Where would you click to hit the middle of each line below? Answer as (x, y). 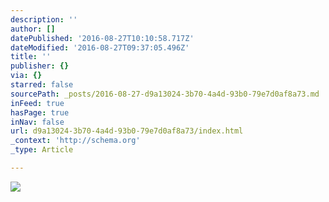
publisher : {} (40, 66)
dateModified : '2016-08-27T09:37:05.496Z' (100, 47)
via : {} (26, 76)
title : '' (31, 57)
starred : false (42, 85)
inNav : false (37, 122)
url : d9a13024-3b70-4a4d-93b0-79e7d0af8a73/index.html (127, 131)
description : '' (44, 19)
